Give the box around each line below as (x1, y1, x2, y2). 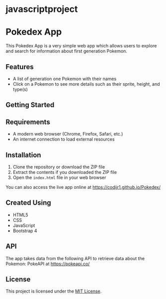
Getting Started (5, 101, 55, 109)
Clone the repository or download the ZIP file (12, 163, 105, 170)
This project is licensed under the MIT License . (5, 288, 102, 295)
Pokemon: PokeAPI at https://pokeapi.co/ (5, 261, 90, 267)
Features (5, 62, 34, 71)
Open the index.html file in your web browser (12, 174, 106, 180)
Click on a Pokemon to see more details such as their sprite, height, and (12, 81, 161, 87)
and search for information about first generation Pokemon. (5, 48, 127, 54)
